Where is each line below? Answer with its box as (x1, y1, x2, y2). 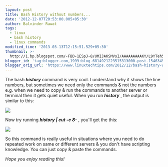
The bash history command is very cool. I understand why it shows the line (5, 77, 161, 83)
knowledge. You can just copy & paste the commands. (5, 147, 117, 153)
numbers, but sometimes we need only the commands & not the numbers (5, 82, 156, 88)
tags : (5, 26, 16, 31)
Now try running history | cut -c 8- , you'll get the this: (5, 117, 117, 123)
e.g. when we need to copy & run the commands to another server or (5, 87, 147, 93)
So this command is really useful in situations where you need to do (5, 136, 144, 142)
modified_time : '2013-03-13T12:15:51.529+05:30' (5, 44, 108, 49)
